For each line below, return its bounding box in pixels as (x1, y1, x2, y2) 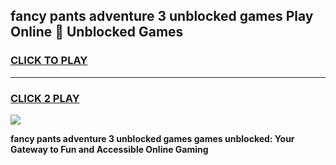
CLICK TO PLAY (10, 54, 88, 68)
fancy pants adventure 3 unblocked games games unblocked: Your (10, 132, 295, 144)
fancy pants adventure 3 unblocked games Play (10, 8, 314, 25)
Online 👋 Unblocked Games (10, 24, 184, 41)
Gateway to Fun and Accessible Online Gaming (10, 143, 209, 155)
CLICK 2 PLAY (10, 91, 80, 105)
